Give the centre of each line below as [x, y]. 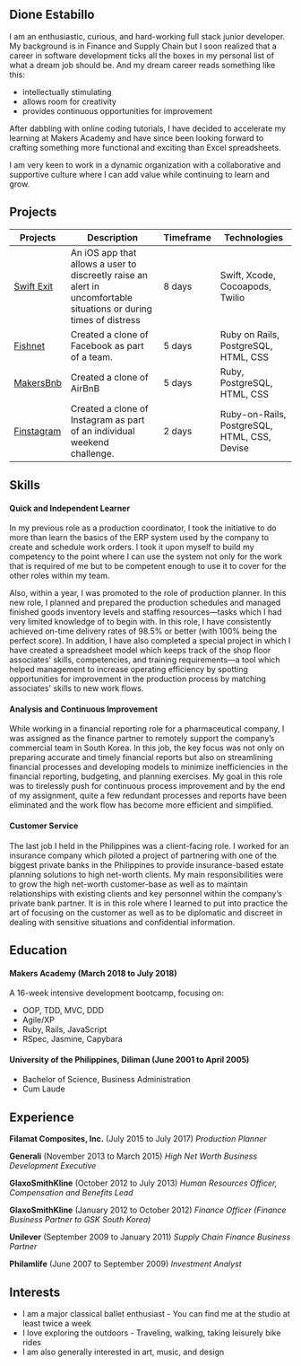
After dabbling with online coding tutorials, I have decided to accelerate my [148, 128]
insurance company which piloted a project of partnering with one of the [143, 855]
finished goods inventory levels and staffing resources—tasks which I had [146, 612]
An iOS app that [103, 252]
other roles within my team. [60, 576]
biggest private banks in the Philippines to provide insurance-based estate [146, 864]
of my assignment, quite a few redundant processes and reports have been [148, 796]
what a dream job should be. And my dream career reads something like [142, 65]
